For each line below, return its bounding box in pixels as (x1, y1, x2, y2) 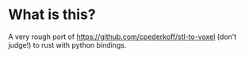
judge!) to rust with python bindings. (8, 40, 127, 49)
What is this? (8, 6, 97, 24)
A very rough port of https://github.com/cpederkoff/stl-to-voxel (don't (8, 32, 237, 41)
